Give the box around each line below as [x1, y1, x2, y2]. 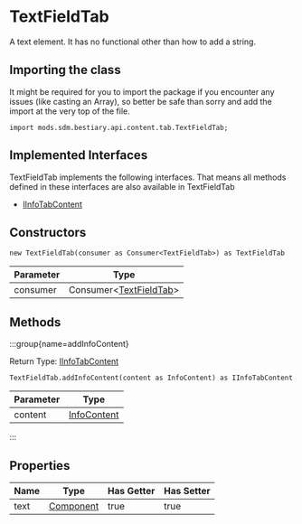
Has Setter [164, 485, 211, 497]
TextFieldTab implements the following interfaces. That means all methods [9, 172, 287, 182]
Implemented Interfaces [9, 147, 148, 164]
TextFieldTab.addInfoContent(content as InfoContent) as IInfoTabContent [9, 373, 294, 383]
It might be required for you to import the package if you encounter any [9, 86, 275, 97]
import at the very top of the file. [9, 106, 130, 117]
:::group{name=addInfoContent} [9, 339, 129, 350]
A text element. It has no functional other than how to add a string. [9, 36, 256, 47]
